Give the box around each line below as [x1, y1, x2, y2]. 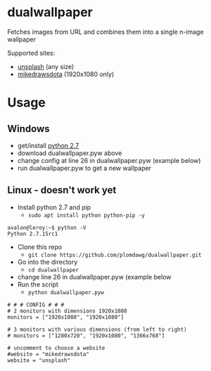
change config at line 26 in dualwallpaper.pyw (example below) [17, 156, 201, 164]
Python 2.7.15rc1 [7, 230, 58, 237]
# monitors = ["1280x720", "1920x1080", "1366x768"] [7, 332, 165, 339]
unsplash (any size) [17, 62, 75, 71]
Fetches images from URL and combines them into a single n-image [7, 28, 204, 36]
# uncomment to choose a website [7, 344, 105, 351]
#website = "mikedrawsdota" [7, 351, 90, 358]
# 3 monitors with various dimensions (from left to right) [7, 326, 188, 333]
